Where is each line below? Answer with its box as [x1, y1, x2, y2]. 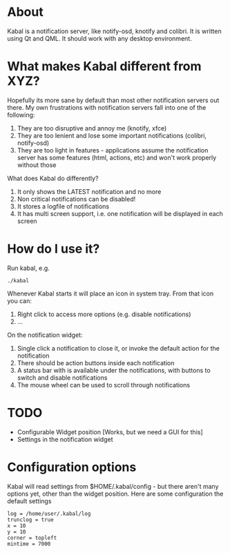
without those [17, 160, 57, 169]
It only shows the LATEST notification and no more [17, 187, 162, 195]
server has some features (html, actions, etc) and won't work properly [17, 153, 217, 162]
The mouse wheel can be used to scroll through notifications [17, 380, 191, 389]
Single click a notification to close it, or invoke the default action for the [17, 344, 220, 352]
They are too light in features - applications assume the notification [17, 146, 209, 154]
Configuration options [7, 459, 137, 475]
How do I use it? [7, 241, 100, 257]
